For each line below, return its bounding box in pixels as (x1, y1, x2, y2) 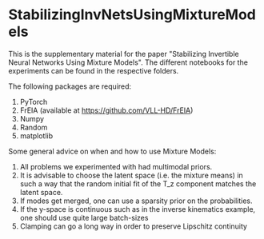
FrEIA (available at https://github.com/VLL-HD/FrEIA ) (19, 106, 194, 115)
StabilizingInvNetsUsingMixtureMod (8, 6, 256, 24)
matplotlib (19, 130, 54, 141)
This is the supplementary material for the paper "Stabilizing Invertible (8, 49, 239, 58)
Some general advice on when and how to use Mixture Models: (8, 146, 217, 156)
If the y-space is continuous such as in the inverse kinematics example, (19, 204, 256, 213)
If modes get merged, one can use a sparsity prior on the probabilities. (19, 196, 254, 205)
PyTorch (19, 97, 48, 106)
